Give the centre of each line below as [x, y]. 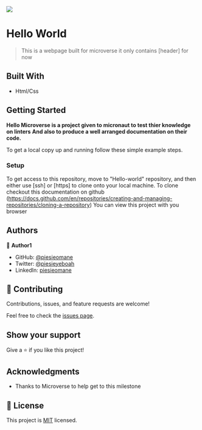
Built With [25, 76]
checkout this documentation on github [55, 192]
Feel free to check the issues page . [50, 316]
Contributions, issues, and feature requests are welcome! [78, 304]
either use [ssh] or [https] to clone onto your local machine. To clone [92, 185]
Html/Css [27, 91]
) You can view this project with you [134, 205]
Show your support [44, 335]
